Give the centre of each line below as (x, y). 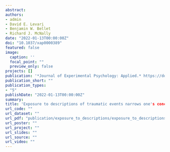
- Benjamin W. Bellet (28, 29)
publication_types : (26, 85)
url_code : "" (19, 109)
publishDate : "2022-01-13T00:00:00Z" (45, 95)
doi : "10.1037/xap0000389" (34, 43)
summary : (14, 99)
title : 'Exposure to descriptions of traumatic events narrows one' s (80, 104)
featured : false (22, 48)
